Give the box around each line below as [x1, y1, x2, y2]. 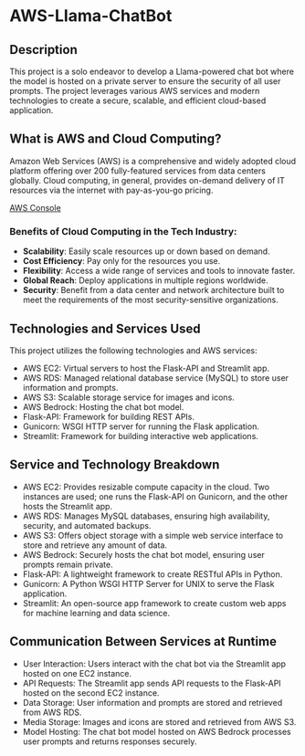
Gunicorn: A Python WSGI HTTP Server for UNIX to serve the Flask [22, 578, 275, 589]
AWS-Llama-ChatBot [9, 5, 173, 26]
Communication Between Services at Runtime [9, 634, 277, 649]
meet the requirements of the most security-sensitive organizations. [22, 294, 279, 306]
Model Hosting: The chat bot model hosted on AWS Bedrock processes [22, 726, 291, 737]
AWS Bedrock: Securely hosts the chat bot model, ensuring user [22, 549, 265, 560]
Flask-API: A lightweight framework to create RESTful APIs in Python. [22, 568, 283, 580]
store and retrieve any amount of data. [22, 540, 167, 551]
